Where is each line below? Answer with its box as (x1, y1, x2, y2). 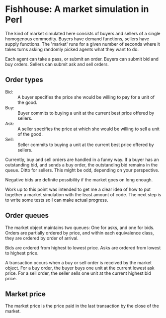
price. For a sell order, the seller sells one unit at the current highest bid (5, 270, 152, 276)
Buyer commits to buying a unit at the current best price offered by (17, 110, 155, 116)
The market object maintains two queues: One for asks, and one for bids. (5, 225, 155, 231)
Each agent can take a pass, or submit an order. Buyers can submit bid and (5, 56, 159, 62)
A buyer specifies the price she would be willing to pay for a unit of (17, 94, 155, 100)
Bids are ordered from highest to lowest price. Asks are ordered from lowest (5, 244, 161, 250)
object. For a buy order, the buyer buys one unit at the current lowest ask (5, 265, 155, 271)
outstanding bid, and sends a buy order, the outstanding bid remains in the (5, 161, 158, 167)
